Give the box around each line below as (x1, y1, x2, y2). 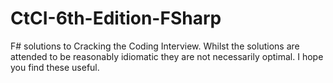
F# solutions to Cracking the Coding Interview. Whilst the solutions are (10, 40, 300, 52)
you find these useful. (10, 61, 100, 73)
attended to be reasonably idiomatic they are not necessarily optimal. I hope (10, 50, 324, 62)
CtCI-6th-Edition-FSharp (10, 7, 222, 30)
